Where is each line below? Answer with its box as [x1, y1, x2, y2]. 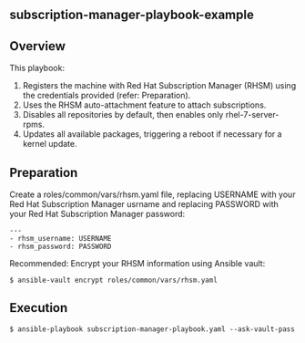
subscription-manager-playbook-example [9, 7, 255, 23]
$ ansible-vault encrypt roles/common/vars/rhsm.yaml [9, 275, 219, 286]
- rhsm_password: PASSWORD [9, 242, 112, 252]
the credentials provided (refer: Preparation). [22, 90, 191, 101]
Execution [9, 300, 68, 316]
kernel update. [22, 139, 77, 150]
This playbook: [9, 63, 66, 74]
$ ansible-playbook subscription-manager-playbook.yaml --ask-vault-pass [9, 324, 296, 334]
